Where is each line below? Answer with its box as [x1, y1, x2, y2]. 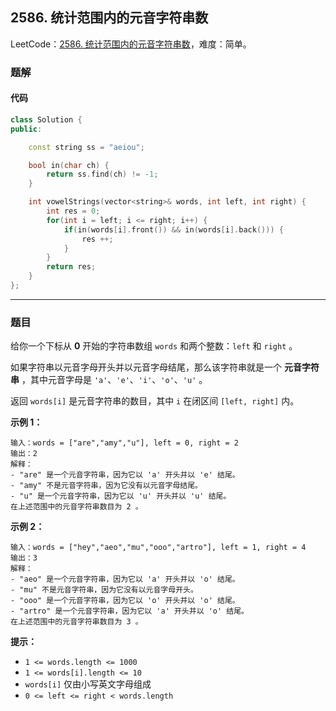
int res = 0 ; [46, 206, 101, 217]
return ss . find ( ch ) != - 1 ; [46, 169, 159, 180]
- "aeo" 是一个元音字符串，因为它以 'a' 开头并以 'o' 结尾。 [10, 574, 240, 585]
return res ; [46, 262, 97, 272]
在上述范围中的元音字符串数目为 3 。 [10, 617, 143, 627]
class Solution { [10, 114, 83, 125]
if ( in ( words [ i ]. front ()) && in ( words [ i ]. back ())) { [63, 224, 284, 235]
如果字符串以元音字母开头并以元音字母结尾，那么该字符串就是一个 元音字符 [10, 361, 320, 373]
